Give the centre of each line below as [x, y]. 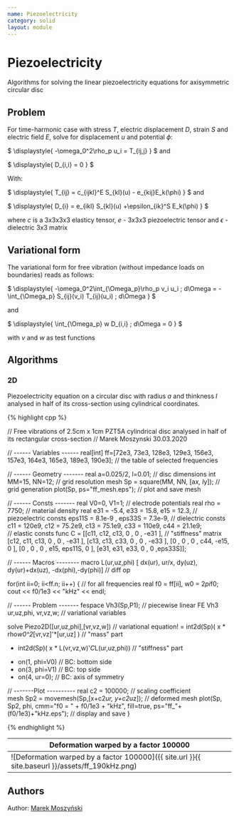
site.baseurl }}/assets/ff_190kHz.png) [74, 765]
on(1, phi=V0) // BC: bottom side [65, 661]
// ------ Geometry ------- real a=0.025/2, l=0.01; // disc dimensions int [112, 474]
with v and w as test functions [51, 337]
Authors [26, 792]
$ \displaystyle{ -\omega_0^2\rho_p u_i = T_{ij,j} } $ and [89, 151]
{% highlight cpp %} [37, 417]
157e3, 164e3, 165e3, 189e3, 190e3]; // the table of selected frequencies [113, 460]
